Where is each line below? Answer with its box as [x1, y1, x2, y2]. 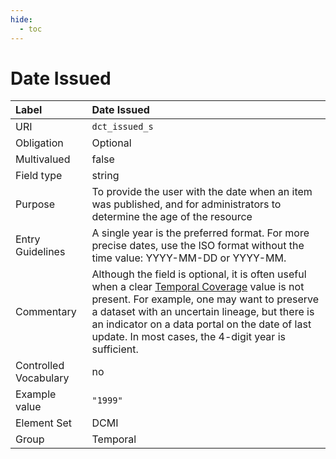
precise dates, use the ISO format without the [91, 239, 305, 253]
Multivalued [15, 152, 71, 166]
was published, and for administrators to [91, 197, 282, 211]
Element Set [15, 416, 72, 430]
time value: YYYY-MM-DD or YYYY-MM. [91, 251, 287, 265]
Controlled [15, 359, 65, 373]
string [91, 169, 120, 183]
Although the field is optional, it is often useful [91, 267, 307, 281]
